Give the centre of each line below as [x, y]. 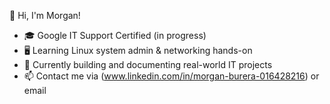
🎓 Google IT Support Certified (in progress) [115, 35]
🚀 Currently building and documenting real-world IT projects [148, 64]
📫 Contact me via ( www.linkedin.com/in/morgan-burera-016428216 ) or [171, 76]
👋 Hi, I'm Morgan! [45, 15]
